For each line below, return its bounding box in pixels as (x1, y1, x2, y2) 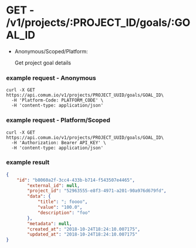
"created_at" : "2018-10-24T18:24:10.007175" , (27, 226, 141, 232)
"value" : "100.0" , (37, 205, 83, 210)
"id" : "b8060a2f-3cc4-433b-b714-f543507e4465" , (16, 177, 135, 183)
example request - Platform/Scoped (6, 116, 110, 124)
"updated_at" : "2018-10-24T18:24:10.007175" (27, 232, 138, 237)
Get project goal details (14, 59, 72, 66)
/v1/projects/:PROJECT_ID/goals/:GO (6, 16, 191, 29)
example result (6, 158, 50, 167)
